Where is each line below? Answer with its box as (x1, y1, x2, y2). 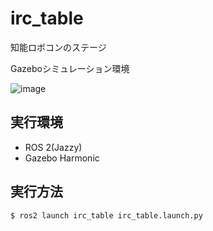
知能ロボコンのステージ (10, 41, 107, 53)
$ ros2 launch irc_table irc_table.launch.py (10, 210, 203, 221)
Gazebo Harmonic (24, 152, 100, 164)
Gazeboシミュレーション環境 (10, 62, 130, 74)
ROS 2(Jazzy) (24, 141, 83, 153)
